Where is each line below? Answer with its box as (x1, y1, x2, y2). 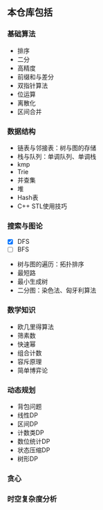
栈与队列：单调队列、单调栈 (17, 152, 97, 160)
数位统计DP (17, 438, 50, 445)
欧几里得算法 (17, 323, 54, 331)
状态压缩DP (17, 446, 50, 454)
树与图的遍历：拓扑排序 (17, 260, 84, 268)
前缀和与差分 (17, 72, 54, 81)
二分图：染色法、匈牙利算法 (17, 286, 97, 295)
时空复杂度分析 (7, 494, 57, 504)
